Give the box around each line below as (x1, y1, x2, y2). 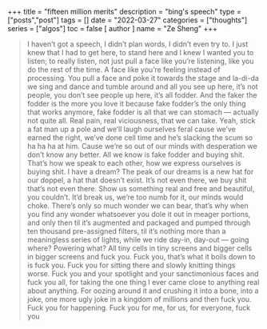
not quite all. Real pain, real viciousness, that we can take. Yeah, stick (26, 116, 256, 125)
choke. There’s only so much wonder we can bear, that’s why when (26, 201, 249, 211)
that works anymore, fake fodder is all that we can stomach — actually (26, 107, 259, 117)
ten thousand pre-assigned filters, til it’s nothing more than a (26, 227, 226, 235)
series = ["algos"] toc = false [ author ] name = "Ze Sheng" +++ (7, 24, 217, 33)
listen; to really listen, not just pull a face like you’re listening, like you (26, 56, 254, 66)
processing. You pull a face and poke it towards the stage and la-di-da (26, 74, 259, 82)
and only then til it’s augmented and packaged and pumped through (26, 218, 251, 227)
